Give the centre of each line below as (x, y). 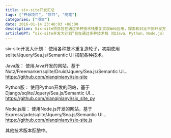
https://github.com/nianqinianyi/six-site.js (49, 120)
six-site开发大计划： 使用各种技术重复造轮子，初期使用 (63, 48)
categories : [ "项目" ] (27, 19)
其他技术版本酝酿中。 (27, 130)
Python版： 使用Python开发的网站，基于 (48, 87)
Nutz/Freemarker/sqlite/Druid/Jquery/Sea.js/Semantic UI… (66, 71)
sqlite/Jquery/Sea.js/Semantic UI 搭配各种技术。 (56, 55)
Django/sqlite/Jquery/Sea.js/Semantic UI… (50, 93)
